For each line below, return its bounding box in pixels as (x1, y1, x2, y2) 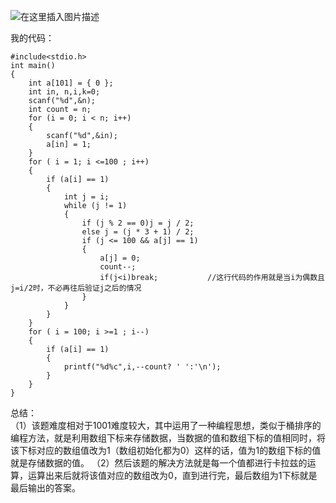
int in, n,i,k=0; (28, 87, 101, 97)
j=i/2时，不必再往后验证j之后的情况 (10, 283, 142, 293)
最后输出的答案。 (10, 482, 81, 494)
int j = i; (63, 192, 110, 202)
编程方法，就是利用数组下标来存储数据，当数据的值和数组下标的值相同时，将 (10, 432, 326, 444)
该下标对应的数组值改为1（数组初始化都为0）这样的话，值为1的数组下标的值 (10, 445, 322, 456)
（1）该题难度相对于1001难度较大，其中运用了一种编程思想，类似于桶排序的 (10, 420, 322, 431)
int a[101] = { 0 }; (28, 78, 114, 88)
